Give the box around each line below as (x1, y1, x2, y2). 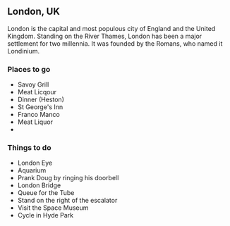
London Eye (17, 158, 53, 168)
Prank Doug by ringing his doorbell (17, 174, 119, 182)
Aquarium (17, 166, 47, 175)
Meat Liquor (17, 118, 53, 126)
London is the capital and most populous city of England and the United (7, 24, 216, 32)
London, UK (7, 6, 60, 18)
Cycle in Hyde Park (17, 211, 74, 220)
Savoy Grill (17, 80, 49, 89)
